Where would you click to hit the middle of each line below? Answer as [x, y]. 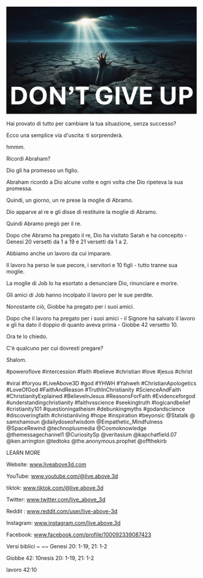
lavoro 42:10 [22, 570]
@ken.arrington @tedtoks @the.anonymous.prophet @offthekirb [87, 441]
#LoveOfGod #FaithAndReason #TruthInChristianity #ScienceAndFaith [94, 390]
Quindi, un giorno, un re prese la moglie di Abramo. [70, 200]
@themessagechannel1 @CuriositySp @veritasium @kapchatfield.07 [92, 434]
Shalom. [17, 359]
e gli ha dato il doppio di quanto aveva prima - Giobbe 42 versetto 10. [92, 324]
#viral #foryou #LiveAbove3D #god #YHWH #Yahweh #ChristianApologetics [101, 383]
